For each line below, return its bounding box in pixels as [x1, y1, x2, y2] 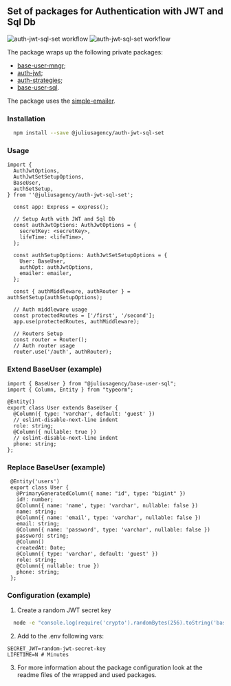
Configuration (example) [7, 590, 91, 600]
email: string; [16, 520, 60, 527]
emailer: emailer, [19, 270, 72, 277]
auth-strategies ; [16, 76, 63, 84]
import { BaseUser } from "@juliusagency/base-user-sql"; [7, 380, 177, 387]
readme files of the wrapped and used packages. [16, 671, 157, 679]
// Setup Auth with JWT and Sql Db [13, 216, 115, 223]
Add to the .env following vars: [16, 632, 104, 640]
